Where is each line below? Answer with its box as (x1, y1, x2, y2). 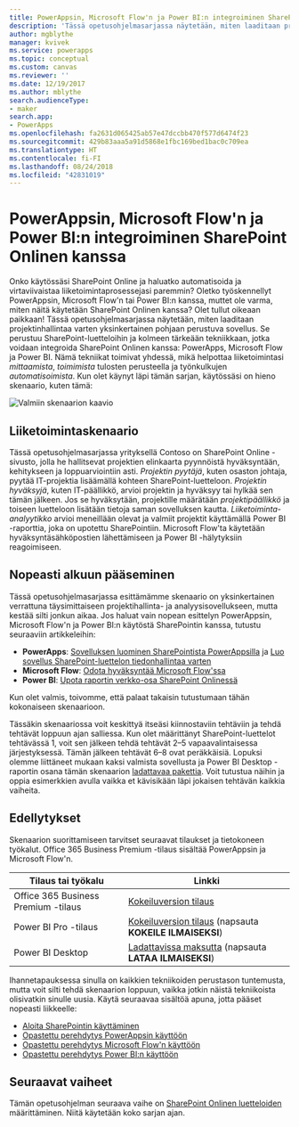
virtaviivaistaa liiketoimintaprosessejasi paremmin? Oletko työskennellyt (9, 286, 271, 297)
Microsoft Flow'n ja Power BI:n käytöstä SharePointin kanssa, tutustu (9, 619, 261, 630)
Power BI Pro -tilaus (13, 920, 99, 933)
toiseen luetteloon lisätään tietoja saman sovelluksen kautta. (9, 504, 230, 514)
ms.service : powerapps (9, 46, 93, 55)
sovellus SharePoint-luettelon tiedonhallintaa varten (21, 656, 212, 666)
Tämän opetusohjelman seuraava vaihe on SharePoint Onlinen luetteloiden (9, 1098, 282, 1109)
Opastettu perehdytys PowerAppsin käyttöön (21, 1030, 188, 1041)
